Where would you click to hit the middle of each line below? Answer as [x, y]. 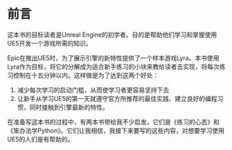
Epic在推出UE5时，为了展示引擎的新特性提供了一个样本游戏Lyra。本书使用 [113, 58]
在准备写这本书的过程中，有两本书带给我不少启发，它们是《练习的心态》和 [113, 122]
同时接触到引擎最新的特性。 [69, 107]
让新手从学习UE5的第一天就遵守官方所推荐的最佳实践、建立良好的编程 [117, 98]
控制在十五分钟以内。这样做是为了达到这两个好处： [86, 75]
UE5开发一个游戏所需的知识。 [50, 43]
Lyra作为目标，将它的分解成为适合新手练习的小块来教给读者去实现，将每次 [113, 66]
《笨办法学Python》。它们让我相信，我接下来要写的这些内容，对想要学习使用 [116, 130]
